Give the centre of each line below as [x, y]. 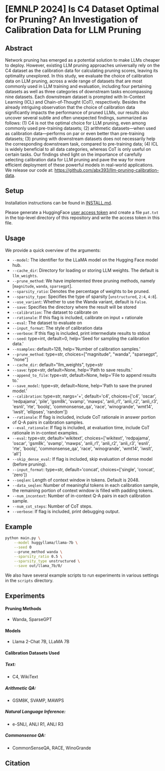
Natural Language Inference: [35, 712]
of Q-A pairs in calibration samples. [48, 422]
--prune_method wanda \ [38, 552]
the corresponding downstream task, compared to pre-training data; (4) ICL [82, 144]
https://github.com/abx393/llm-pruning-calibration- [107, 170]
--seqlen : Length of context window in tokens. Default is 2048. [76, 480]
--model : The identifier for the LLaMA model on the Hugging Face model [85, 259]
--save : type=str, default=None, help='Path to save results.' [72, 370]
